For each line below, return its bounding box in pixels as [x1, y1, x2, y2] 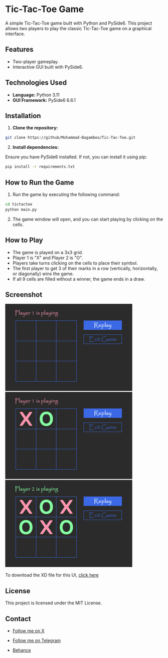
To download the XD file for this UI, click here [5, 572, 99, 578]
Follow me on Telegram [12, 637, 61, 643]
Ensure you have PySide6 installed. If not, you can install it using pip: [5, 154, 147, 160]
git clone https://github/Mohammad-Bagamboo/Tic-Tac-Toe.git [5, 135, 136, 140]
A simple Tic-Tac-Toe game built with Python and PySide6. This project [5, 20, 152, 26]
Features [5, 45, 34, 54]
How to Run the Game [5, 178, 74, 186]
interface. [5, 31, 25, 37]
